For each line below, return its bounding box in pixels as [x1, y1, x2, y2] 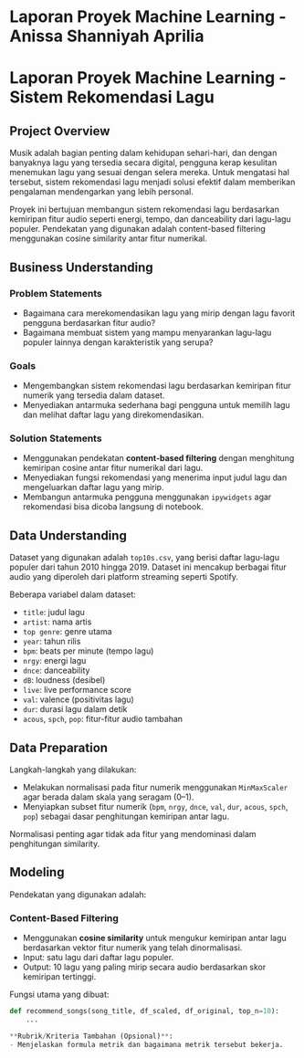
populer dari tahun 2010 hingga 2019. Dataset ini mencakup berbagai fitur [9, 561, 288, 572]
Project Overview [9, 123, 110, 139]
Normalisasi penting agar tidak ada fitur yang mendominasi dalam [9, 829, 257, 840]
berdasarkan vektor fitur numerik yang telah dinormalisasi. [22, 942, 243, 953]
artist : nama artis [22, 616, 92, 627]
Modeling [9, 864, 65, 880]
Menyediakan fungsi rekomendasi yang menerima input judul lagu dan [22, 472, 288, 483]
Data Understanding [9, 528, 128, 543]
